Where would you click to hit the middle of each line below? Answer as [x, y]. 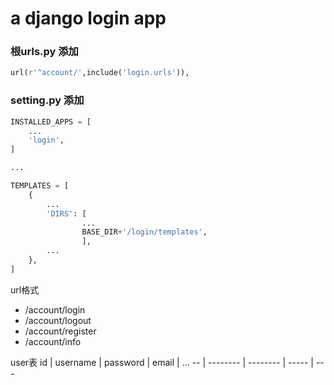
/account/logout [58, 320]
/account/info [53, 341]
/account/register [60, 331]
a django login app [88, 18]
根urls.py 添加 [44, 52]
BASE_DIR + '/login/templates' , [144, 232]
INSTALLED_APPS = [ [51, 122]
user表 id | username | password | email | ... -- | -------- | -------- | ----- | [162, 362]
